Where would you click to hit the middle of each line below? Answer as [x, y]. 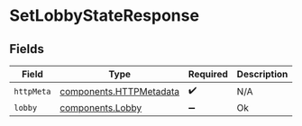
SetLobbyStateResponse [105, 16]
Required [208, 74]
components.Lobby [101, 108]
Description [262, 74]
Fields [27, 49]
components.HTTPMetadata [120, 91]
